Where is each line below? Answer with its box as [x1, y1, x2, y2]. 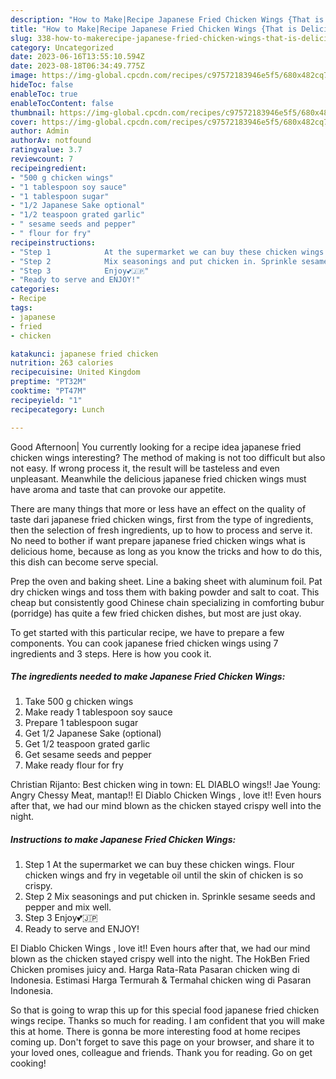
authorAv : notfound [10, 136, 92, 146]
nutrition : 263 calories [10, 358, 114, 368]
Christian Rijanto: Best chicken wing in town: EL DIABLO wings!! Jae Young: [10, 779, 321, 791]
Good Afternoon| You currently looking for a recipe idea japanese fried [10, 441, 302, 453]
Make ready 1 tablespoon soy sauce [24, 706, 173, 718]
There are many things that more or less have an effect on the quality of [10, 502, 307, 515]
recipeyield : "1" [10, 395, 83, 405]
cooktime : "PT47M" [10, 386, 87, 396]
